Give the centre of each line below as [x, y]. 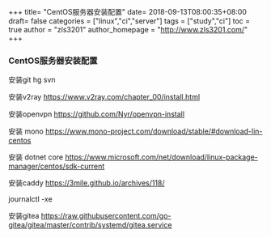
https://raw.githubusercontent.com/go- [106, 216]
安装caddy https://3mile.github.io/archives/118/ [87, 183]
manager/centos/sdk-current [57, 166]
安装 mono [26, 131]
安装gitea [24, 216]
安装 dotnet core [36, 157]
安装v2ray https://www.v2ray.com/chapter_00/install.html [104, 97]
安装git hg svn [32, 80]
